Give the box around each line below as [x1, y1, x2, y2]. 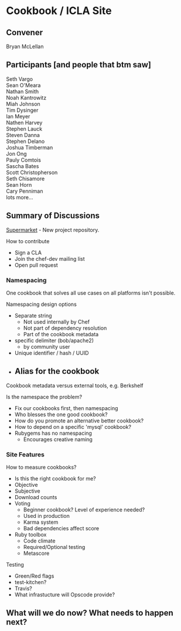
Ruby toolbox [14, 531, 47, 538]
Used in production [23, 513, 70, 520]
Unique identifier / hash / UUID [14, 349, 89, 356]
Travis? [14, 585, 32, 592]
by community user [23, 343, 70, 350]
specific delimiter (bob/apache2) [14, 337, 94, 344]
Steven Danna [6, 131, 40, 138]
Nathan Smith [6, 88, 39, 95]
